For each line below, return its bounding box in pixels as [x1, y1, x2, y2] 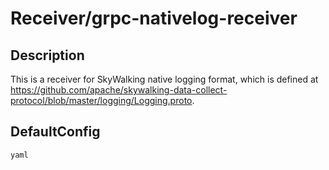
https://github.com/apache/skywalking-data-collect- [10, 84, 228, 96]
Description [10, 47, 85, 64]
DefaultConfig [10, 123, 101, 141]
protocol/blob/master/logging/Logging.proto [10, 95, 193, 106]
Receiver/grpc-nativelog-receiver [10, 7, 298, 30]
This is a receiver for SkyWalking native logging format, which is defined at [10, 73, 319, 85]
